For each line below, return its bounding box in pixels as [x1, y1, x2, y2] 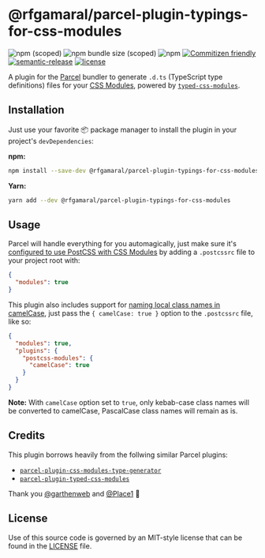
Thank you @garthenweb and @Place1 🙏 [8, 489, 140, 498]
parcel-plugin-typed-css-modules [19, 475, 130, 483]
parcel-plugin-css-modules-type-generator [19, 466, 162, 474]
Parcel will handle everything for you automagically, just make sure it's [8, 239, 237, 249]
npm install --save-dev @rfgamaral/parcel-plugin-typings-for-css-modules [8, 167, 259, 174]
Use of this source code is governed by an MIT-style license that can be [8, 533, 243, 542]
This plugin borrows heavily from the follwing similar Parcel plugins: [8, 450, 229, 459]
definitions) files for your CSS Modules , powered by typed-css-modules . [8, 81, 241, 90]
